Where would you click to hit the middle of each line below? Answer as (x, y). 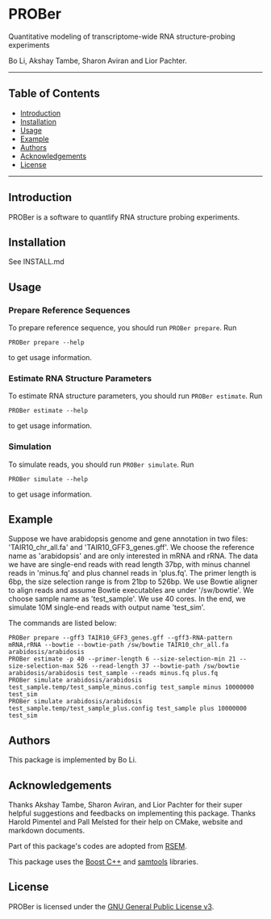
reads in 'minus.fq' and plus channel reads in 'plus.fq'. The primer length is (132, 573)
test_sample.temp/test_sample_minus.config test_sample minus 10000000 (131, 687)
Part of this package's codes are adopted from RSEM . (98, 846)
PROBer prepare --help (46, 343)
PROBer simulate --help (48, 479)
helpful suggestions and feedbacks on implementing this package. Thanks (132, 813)
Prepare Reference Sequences (69, 310)
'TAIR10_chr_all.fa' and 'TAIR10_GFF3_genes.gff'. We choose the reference (131, 548)
